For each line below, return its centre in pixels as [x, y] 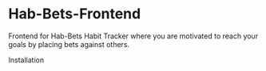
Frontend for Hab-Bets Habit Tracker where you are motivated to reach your [133, 36]
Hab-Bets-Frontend [75, 14]
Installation [26, 60]
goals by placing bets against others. [69, 44]
